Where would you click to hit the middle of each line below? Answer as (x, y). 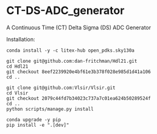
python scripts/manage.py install (50, 109)
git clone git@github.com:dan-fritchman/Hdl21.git (72, 61)
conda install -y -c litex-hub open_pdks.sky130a (71, 50)
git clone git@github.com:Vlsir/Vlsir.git (61, 88)
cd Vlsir (17, 93)
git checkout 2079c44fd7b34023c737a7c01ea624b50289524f (78, 98)
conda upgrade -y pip (34, 119)
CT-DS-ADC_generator (65, 11)
